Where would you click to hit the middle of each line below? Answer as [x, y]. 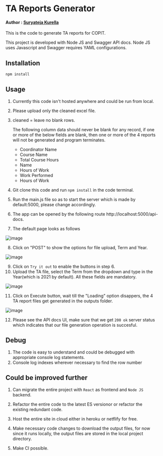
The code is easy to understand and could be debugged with [73, 352]
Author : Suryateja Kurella [32, 22]
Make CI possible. [30, 448]
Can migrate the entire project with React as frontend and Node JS [78, 389]
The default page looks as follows [46, 228]
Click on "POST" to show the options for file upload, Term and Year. [80, 247]
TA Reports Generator [50, 9]
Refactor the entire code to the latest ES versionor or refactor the [77, 404]
